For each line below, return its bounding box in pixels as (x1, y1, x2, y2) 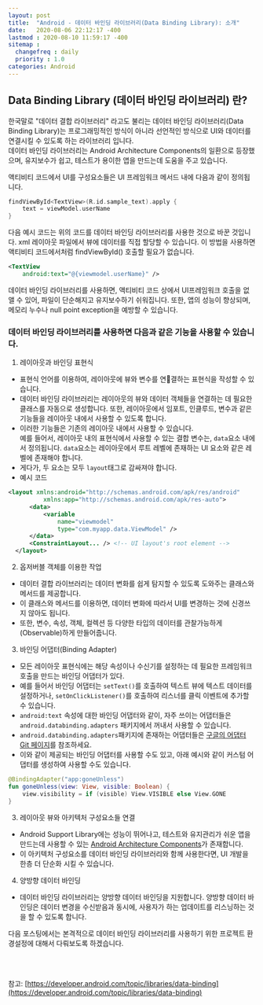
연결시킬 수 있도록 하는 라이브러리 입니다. (8, 135, 134, 145)
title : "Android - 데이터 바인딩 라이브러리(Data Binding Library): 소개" (8, 19, 240, 27)
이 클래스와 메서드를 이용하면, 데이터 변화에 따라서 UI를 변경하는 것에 (19, 598, 230, 608)
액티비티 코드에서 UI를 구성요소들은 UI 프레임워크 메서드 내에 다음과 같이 (8, 172, 230, 182)
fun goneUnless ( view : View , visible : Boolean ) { (8, 782, 170, 790)
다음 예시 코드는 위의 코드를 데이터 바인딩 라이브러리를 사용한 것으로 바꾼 (8, 227, 230, 237)
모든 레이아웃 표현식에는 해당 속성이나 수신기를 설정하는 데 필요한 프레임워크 (19, 661, 253, 671)
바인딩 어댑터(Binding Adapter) (19, 645, 118, 654)
